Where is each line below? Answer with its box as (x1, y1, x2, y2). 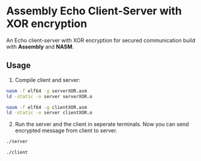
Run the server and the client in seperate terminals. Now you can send (14, 121, 189, 128)
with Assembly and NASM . (6, 43, 74, 50)
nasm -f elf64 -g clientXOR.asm (6, 104, 87, 110)
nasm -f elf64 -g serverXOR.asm (6, 88, 87, 94)
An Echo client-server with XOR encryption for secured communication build (6, 37, 196, 44)
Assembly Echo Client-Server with (6, 4, 182, 18)
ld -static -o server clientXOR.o (6, 110, 93, 116)
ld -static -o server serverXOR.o (6, 93, 93, 99)
